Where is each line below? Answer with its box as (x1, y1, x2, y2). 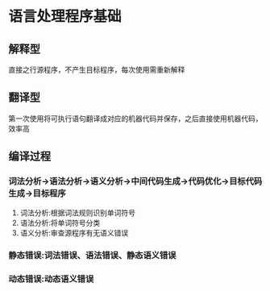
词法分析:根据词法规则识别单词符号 (19, 207, 135, 218)
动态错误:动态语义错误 (8, 273, 94, 285)
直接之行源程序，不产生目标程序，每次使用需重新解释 (8, 65, 185, 74)
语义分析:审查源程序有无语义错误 (19, 227, 129, 238)
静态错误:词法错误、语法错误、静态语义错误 (8, 250, 177, 261)
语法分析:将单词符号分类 (19, 218, 101, 227)
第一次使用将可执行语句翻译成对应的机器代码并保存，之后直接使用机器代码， (8, 114, 263, 123)
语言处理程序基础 (8, 7, 123, 26)
